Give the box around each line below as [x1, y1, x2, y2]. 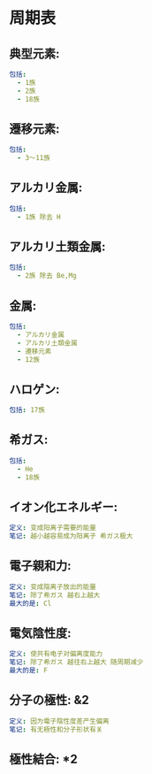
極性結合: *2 [9, 751, 78, 766]
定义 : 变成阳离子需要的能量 [9, 524, 97, 533]
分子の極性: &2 [9, 693, 90, 708]
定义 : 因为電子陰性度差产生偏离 [9, 717, 110, 725]
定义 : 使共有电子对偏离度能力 [9, 649, 103, 659]
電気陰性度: [9, 625, 72, 640]
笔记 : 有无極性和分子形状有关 [9, 724, 103, 734]
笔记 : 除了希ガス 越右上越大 [9, 590, 101, 600]
